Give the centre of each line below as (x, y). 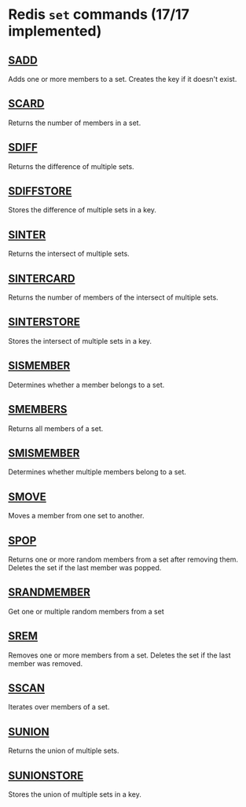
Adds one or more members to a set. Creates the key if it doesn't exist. (123, 79)
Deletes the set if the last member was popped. (85, 567)
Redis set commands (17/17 (99, 15)
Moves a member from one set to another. (76, 516)
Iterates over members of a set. (59, 707)
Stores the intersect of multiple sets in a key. (80, 341)
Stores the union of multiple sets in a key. (75, 794)
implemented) (55, 31)
